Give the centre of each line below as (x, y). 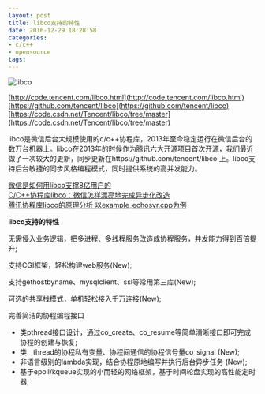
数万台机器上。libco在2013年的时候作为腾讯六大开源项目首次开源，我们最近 (131, 148)
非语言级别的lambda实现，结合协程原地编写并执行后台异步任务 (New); (133, 362)
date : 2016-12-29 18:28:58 (52, 30)
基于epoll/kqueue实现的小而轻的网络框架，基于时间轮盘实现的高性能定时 (138, 371)
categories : (28, 38)
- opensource (30, 52)
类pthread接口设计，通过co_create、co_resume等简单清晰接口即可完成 (135, 332)
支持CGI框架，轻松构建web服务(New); (70, 265)
